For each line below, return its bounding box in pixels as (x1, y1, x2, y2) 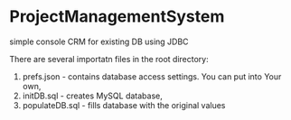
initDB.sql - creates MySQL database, (22, 90, 163, 101)
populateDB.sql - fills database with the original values (22, 99, 226, 110)
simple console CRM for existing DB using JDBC (9, 36, 189, 47)
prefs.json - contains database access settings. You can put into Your (22, 70, 282, 82)
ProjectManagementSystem (9, 6, 225, 27)
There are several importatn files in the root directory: (9, 53, 210, 64)
